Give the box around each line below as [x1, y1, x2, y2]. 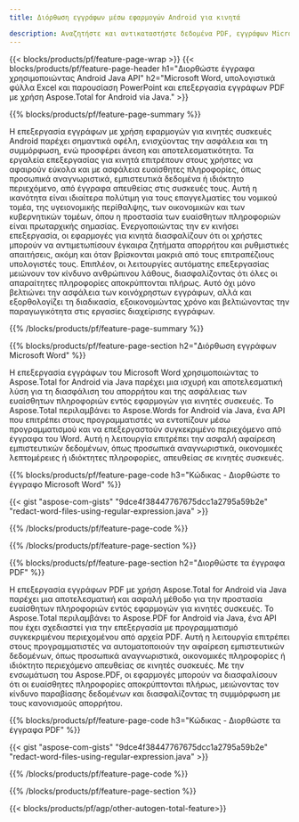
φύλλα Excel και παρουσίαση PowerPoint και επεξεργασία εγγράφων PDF [9, 82, 285, 93]
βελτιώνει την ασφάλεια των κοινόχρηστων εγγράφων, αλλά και [9, 287, 252, 297]
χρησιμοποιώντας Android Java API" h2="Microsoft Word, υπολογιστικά [9, 72, 276, 83]
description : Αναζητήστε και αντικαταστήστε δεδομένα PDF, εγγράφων [9, 28, 269, 38]
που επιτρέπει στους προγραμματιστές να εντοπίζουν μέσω [9, 414, 231, 425]
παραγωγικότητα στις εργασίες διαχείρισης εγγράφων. [9, 305, 215, 316]
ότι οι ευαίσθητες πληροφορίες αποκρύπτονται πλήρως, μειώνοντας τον [9, 679, 279, 689]
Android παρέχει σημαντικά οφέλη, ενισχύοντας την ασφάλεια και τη [9, 135, 269, 146]
